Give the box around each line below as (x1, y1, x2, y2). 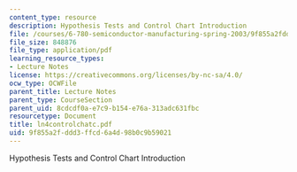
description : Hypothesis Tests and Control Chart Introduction (9, 21, 247, 30)
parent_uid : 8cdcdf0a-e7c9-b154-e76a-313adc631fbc (9, 104, 200, 113)
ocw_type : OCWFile (9, 79, 77, 88)
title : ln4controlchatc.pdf (9, 121, 113, 129)
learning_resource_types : (9, 54, 104, 63)
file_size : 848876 (9, 37, 77, 47)
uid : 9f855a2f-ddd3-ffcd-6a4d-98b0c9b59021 (9, 129, 172, 137)
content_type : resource (9, 12, 97, 22)
